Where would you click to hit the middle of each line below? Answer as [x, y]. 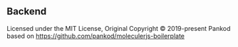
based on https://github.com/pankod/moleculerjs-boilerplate [95, 36]
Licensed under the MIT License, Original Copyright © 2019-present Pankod [119, 28]
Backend [27, 12]
